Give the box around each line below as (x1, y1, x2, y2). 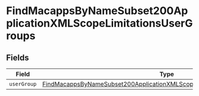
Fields (6, 52, 30, 62)
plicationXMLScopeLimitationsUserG (6, 16, 193, 30)
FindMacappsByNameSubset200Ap (6, 4, 188, 18)
